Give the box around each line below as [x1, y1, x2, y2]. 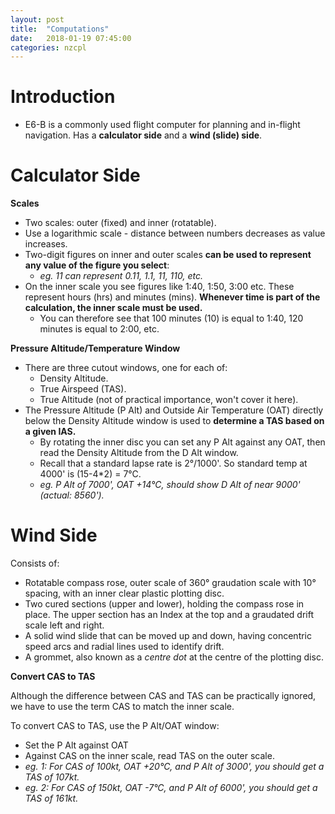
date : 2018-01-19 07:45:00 [10, 33, 132, 43]
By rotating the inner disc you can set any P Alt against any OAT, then [39, 436, 326, 448]
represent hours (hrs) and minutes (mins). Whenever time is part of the [24, 291, 321, 303]
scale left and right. [24, 619, 105, 631]
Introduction [10, 86, 116, 108]
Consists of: [10, 557, 60, 570]
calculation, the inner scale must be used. [24, 302, 203, 314]
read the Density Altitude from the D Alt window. [39, 447, 239, 459]
